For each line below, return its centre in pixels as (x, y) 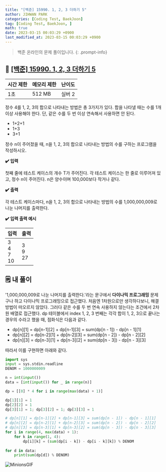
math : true (16, 28)
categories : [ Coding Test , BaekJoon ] (44, 19)
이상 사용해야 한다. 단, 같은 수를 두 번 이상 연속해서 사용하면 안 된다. (70, 113)
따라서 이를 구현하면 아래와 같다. (36, 350)
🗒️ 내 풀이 (19, 280)
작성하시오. (16, 150)
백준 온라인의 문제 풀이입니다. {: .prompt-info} (62, 52)
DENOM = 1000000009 (25, 369)
